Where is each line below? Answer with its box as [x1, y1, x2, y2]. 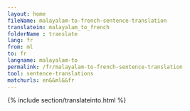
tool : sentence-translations [7, 70, 94, 77]
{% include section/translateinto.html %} [7, 96, 127, 105]
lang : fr [7, 37, 33, 44]
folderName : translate [7, 30, 78, 38]
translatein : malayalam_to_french [7, 23, 110, 31]
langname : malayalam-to [7, 57, 78, 64]
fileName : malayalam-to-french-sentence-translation [7, 17, 167, 24]
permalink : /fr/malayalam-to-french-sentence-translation [7, 63, 183, 70]
